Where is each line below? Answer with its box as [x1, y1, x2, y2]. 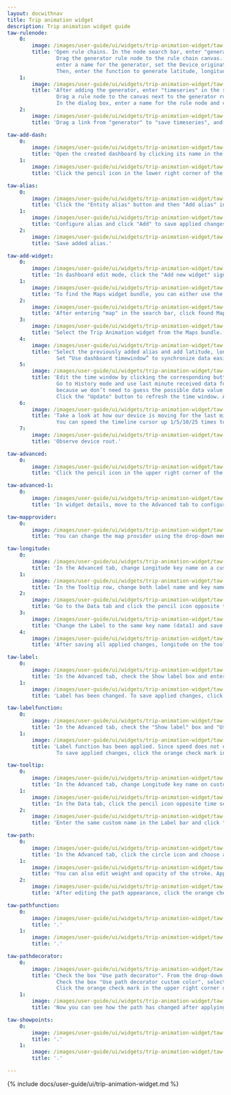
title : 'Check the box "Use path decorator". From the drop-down [32, 972, 223, 979]
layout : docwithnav [7, 10, 63, 17]
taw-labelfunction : [7, 705, 63, 711]
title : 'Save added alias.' [32, 240, 112, 247]
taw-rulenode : [7, 29, 48, 36]
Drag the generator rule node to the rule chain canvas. [56, 55, 223, 62]
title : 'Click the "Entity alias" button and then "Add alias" [32, 201, 217, 209]
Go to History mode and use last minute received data [56, 380, 217, 387]
